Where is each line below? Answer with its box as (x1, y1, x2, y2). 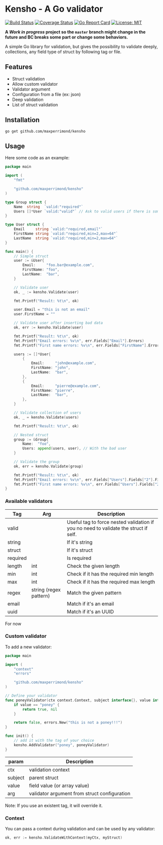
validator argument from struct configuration (29, 790, 130, 797)
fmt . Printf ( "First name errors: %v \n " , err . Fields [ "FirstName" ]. (14, 343, 149, 348)
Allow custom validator (12, 81, 58, 87)
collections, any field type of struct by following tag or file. (5, 49, 122, 55)
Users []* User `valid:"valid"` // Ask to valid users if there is (14, 209, 151, 214)
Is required (66, 555, 92, 561)
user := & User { (14, 258, 45, 263)
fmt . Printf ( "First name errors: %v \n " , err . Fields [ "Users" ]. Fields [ (14, 481, 155, 487)
